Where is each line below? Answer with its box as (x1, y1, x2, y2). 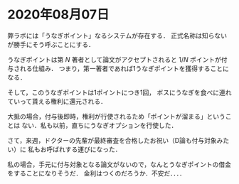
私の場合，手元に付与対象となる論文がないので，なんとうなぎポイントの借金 (7, 160, 232, 168)
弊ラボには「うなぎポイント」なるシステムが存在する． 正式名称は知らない (7, 31, 228, 40)
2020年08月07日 (7, 6, 110, 23)
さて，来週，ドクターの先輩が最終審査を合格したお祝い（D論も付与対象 (7, 136, 217, 144)
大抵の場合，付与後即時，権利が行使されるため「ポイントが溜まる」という (7, 112, 225, 121)
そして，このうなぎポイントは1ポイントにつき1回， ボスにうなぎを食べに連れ (7, 88, 232, 97)
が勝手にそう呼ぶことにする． (7, 40, 95, 48)
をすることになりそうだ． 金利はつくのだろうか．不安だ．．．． (7, 168, 186, 178)
